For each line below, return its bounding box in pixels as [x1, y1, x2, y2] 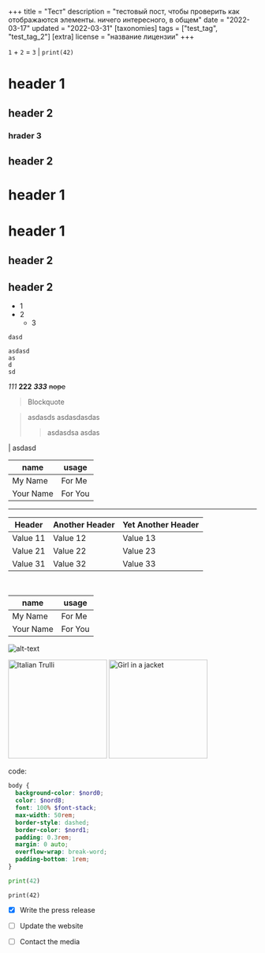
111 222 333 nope [8, 382, 65, 391]
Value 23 [121, 546, 156, 557]
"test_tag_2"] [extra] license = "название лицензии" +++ [8, 32, 195, 41]
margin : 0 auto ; [15, 841, 69, 849]
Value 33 [121, 558, 156, 569]
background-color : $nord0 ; [15, 789, 104, 797]
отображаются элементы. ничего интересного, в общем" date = [8, 15, 225, 25]
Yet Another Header [121, 520, 200, 531]
